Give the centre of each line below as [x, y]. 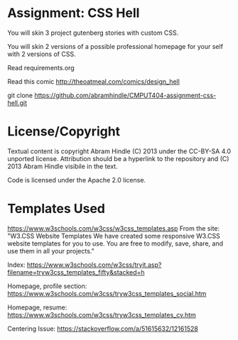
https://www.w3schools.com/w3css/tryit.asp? [94, 265]
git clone [20, 95]
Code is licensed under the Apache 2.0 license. [77, 180]
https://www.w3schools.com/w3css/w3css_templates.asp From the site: [114, 228]
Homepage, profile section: [47, 286]
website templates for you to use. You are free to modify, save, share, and [115, 243]
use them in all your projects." [51, 251]
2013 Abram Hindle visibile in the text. [63, 166]
